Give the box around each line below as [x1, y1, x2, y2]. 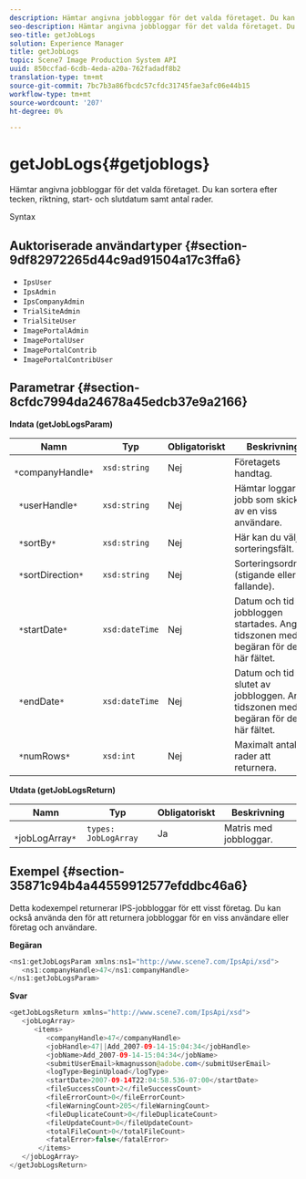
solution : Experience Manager [9, 38, 125, 48]
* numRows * [18, 750, 71, 762]
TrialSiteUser [22, 316, 76, 326]
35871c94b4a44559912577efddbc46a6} [9, 878, 249, 894]
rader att [233, 750, 271, 762]
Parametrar [9, 380, 76, 396]
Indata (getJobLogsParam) [9, 419, 114, 429]
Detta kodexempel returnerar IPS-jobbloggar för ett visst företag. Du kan [9, 902, 281, 913]
